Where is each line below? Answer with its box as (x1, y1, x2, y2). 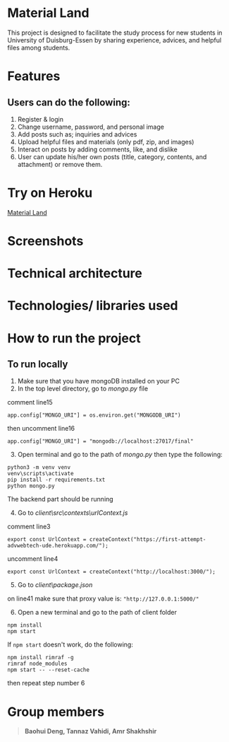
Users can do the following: (7, 96, 130, 108)
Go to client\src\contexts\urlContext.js (17, 509, 128, 517)
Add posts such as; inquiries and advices (17, 129, 137, 139)
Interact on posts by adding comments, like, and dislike (17, 145, 178, 153)
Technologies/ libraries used (7, 298, 178, 314)
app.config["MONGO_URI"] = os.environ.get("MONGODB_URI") (7, 412, 181, 419)
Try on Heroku (7, 185, 93, 201)
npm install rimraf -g (7, 654, 74, 661)
